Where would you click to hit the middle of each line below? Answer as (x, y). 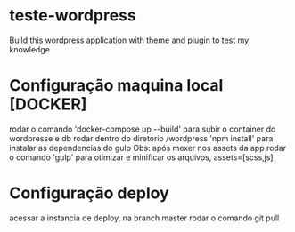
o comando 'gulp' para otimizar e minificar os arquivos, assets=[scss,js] (141, 157)
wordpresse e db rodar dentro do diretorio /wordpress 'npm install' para (141, 138)
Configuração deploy (89, 193)
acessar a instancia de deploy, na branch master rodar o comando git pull (144, 218)
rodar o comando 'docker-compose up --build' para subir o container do (143, 129)
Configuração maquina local (116, 86)
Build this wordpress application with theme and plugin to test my (129, 40)
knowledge (30, 49)
